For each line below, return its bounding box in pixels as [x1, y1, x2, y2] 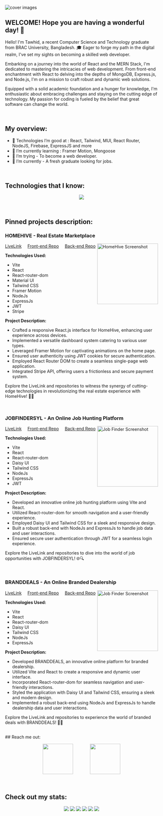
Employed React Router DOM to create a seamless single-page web [12, 358, 148, 364]
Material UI [12, 277, 34, 283]
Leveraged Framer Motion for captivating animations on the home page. [12, 348, 156, 354]
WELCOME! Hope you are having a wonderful [5, 18, 145, 27]
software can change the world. [5, 101, 69, 107]
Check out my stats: [5, 793, 67, 801]
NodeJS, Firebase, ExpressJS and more [12, 143, 92, 148]
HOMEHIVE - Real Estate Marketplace [5, 232, 96, 239]
